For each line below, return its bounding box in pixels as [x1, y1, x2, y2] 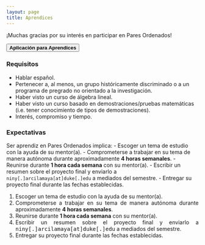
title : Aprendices [6, 15, 53, 21]
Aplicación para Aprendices [9, 44, 77, 51]
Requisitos [6, 60, 38, 68]
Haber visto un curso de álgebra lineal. [15, 93, 113, 101]
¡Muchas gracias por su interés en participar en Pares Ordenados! [6, 31, 172, 38]
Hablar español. [15, 74, 56, 81]
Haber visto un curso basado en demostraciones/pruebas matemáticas [15, 100, 194, 107]
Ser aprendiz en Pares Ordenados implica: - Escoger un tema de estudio [6, 142, 189, 150]
